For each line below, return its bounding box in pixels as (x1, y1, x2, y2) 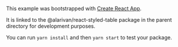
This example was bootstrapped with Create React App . (6, 5, 142, 12)
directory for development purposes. (6, 23, 95, 29)
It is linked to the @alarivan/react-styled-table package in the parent (6, 16, 172, 23)
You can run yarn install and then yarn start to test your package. (6, 34, 172, 41)
